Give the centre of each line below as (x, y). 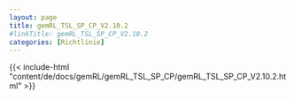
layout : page (33, 17)
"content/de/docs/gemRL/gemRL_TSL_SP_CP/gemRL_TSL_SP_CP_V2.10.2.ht (148, 77)
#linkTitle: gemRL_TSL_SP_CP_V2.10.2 (79, 34)
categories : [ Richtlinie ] (57, 42)
